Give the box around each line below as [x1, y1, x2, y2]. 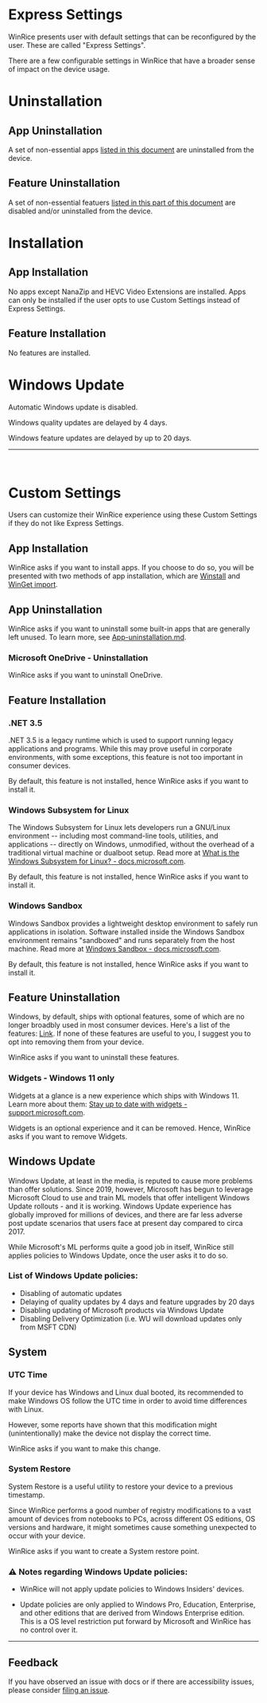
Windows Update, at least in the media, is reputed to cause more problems [8, 1176, 253, 1185]
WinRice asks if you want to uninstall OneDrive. [8, 671, 163, 680]
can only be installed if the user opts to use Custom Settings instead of [8, 295, 241, 304]
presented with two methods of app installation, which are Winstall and [8, 571, 241, 581]
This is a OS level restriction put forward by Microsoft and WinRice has [19, 1617, 252, 1627]
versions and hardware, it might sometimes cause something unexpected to [8, 1522, 257, 1532]
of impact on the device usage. [8, 64, 110, 73]
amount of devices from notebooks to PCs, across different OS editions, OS [8, 1513, 256, 1523]
